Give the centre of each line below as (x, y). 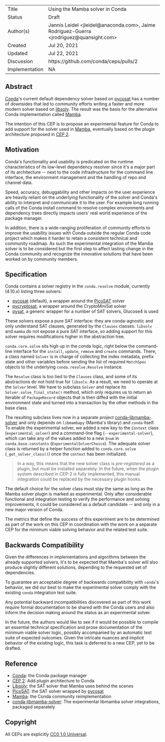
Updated (18, 53)
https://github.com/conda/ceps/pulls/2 (93, 61)
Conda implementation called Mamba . (43, 114)
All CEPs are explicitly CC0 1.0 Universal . (46, 734)
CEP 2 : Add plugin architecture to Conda (53, 681)
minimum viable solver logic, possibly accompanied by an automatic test (79, 633)
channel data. (19, 182)
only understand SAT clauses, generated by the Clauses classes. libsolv (79, 326)
